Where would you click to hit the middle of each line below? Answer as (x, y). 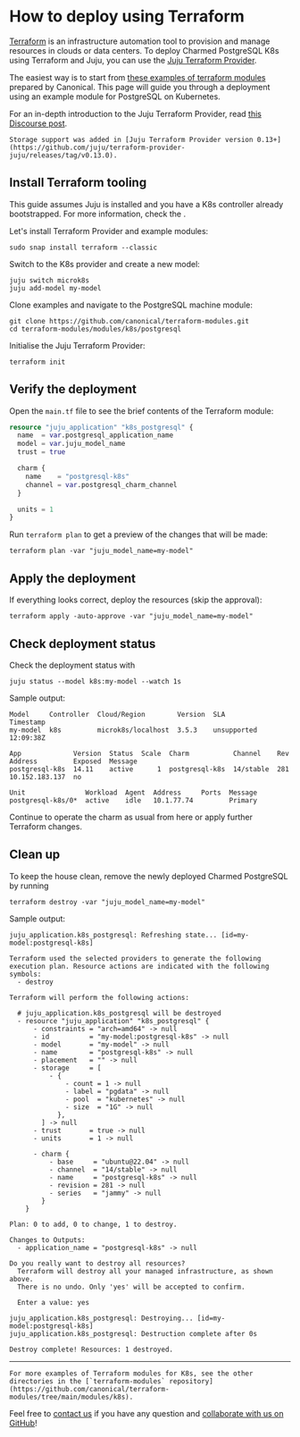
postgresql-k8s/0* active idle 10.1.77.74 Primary (133, 800)
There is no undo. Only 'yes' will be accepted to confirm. (131, 1287)
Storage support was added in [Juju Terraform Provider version (131, 139)
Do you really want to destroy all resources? (97, 1263)
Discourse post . (38, 123)
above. (21, 1279)
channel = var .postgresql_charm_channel (101, 484)
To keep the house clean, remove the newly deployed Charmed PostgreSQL (149, 876)
